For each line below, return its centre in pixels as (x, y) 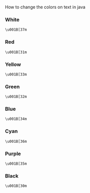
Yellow (13, 64)
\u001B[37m (16, 30)
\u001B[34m (16, 119)
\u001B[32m (16, 97)
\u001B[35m (16, 164)
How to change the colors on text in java (45, 7)
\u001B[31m (16, 52)
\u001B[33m (16, 74)
